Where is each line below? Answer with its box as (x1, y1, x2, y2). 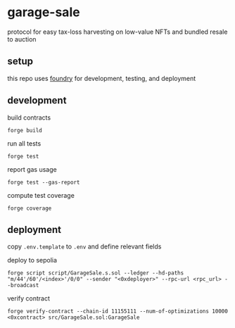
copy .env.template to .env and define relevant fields (7, 242, 162, 251)
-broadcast (7, 282, 39, 289)
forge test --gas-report (7, 179, 80, 186)
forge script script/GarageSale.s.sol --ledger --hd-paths (7, 270, 184, 277)
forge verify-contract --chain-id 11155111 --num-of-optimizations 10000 (7, 308, 229, 315)
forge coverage (7, 205, 52, 212)
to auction (7, 34, 37, 43)
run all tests (7, 139, 42, 148)
